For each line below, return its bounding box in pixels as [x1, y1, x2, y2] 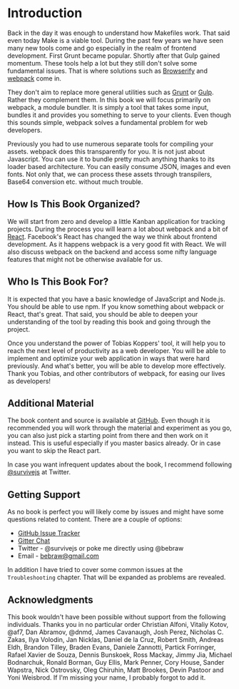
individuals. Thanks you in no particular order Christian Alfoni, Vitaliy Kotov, [7, 621, 229, 628]
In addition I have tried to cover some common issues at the [7, 566, 183, 574]
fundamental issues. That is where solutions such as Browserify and [7, 66, 208, 75]
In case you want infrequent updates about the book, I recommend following [7, 460, 232, 469]
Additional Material [7, 397, 94, 409]
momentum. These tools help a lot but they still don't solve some [7, 58, 198, 67]
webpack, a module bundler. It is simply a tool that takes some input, [7, 103, 209, 111]
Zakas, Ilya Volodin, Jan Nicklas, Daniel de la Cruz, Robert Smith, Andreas [7, 636, 224, 643]
